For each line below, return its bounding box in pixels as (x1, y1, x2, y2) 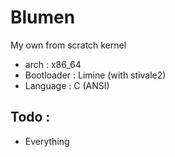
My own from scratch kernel (10, 39, 127, 51)
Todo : (10, 109, 51, 126)
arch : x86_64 (24, 58, 82, 70)
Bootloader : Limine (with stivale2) (24, 69, 167, 81)
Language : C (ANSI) (24, 79, 110, 91)
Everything (24, 135, 70, 147)
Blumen (10, 6, 76, 29)
